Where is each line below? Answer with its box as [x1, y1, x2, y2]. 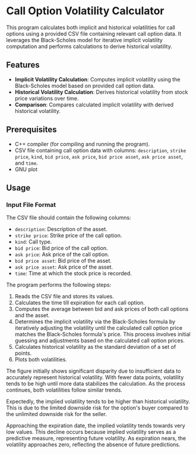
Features [6, 60, 40, 70]
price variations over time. [14, 94, 79, 102]
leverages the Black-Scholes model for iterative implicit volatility [6, 36, 163, 43]
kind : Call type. [14, 238, 52, 245]
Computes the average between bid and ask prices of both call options [14, 305, 189, 313]
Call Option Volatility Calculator [6, 4, 165, 18]
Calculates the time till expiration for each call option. [14, 299, 145, 307]
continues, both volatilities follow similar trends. [6, 386, 123, 393]
